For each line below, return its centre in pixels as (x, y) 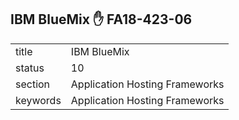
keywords (38, 100)
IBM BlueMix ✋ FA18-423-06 (101, 19)
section (33, 84)
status (30, 68)
